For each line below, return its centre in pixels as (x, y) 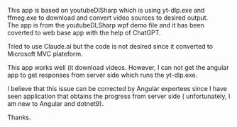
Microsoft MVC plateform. (45, 54)
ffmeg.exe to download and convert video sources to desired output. (108, 18)
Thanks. (19, 117)
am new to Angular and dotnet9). (56, 104)
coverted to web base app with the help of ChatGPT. (84, 32)
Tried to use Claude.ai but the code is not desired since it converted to (110, 46)
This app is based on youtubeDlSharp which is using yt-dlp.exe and (106, 10)
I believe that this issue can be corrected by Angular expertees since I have (117, 89)
